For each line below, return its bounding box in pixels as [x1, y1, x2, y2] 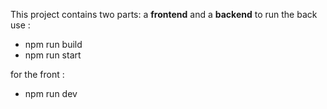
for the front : [10, 69, 65, 80]
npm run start [24, 49, 82, 61]
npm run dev [24, 88, 78, 99]
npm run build [24, 39, 83, 50]
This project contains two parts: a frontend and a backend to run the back [10, 9, 318, 20]
